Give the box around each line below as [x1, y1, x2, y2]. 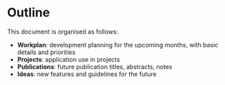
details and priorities [17, 48, 76, 56]
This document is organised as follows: [7, 27, 119, 36]
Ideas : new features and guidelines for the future [17, 70, 157, 78]
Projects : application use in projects [17, 55, 121, 63]
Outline [7, 5, 50, 21]
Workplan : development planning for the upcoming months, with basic [17, 40, 219, 49]
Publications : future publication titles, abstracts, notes [17, 62, 173, 71]
